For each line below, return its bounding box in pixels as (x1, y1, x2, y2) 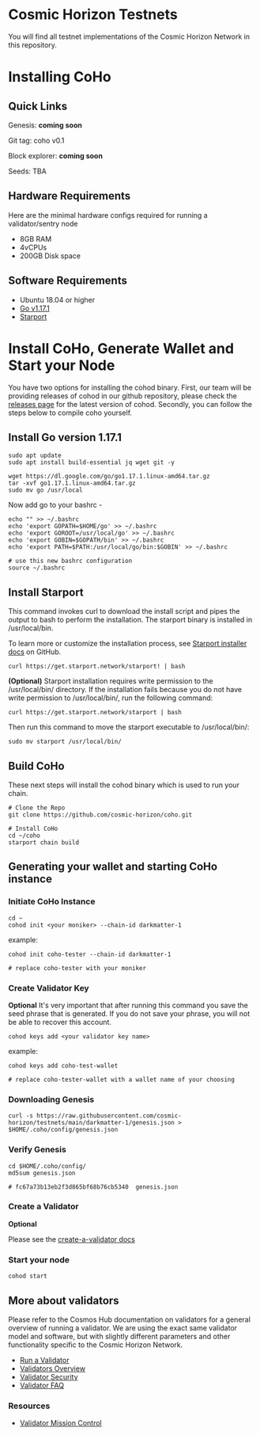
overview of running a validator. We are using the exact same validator (8, 1323, 238, 1332)
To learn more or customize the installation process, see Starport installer (8, 639, 247, 649)
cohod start (8, 1273, 47, 1281)
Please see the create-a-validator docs (8, 1234, 136, 1244)
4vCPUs (19, 242, 47, 252)
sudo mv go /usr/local (8, 486, 83, 494)
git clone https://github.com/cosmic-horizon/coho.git (8, 810, 193, 819)
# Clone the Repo (8, 804, 66, 812)
